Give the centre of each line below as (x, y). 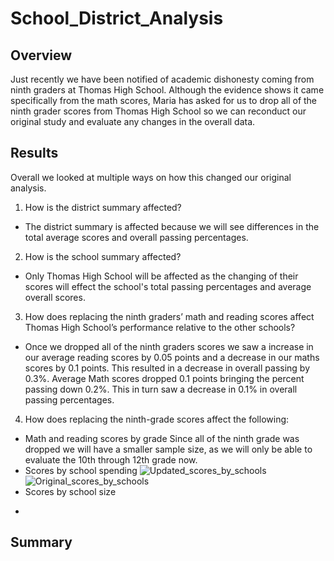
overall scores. (55, 297)
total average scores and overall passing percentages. (136, 237)
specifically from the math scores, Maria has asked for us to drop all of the (164, 100)
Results (34, 153)
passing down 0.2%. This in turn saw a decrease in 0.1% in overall (161, 389)
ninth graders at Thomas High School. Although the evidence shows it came (167, 90)
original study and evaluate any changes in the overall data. (133, 121)
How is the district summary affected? (103, 207)
